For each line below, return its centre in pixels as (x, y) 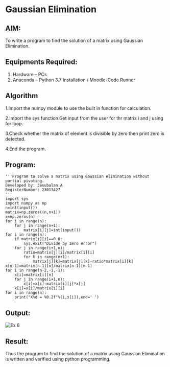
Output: (18, 313)
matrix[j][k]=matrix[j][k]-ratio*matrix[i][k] (83, 262)
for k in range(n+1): (47, 257)
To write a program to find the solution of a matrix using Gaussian (74, 40)
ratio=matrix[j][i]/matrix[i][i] (59, 253)
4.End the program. (26, 149)
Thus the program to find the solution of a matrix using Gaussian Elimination (85, 354)
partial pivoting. (25, 181)
